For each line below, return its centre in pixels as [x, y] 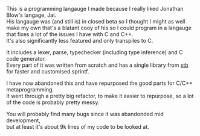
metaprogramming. [30, 89]
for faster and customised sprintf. [48, 71]
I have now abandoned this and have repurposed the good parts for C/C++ [100, 83]
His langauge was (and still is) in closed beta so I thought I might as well [96, 21]
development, [23, 120]
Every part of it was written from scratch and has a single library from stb [97, 65]
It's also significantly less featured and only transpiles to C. [80, 41]
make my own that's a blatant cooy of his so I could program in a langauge [99, 28]
